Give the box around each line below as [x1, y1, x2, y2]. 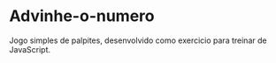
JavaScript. [9, 44, 51, 54]
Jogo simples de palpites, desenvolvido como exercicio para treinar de [9, 35, 267, 45]
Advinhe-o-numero [9, 6, 155, 26]
